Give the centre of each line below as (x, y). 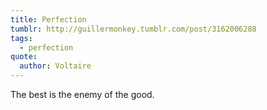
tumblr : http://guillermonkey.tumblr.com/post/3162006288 (133, 29)
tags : (21, 38)
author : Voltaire (55, 66)
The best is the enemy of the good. (82, 94)
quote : (24, 57)
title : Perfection (48, 19)
